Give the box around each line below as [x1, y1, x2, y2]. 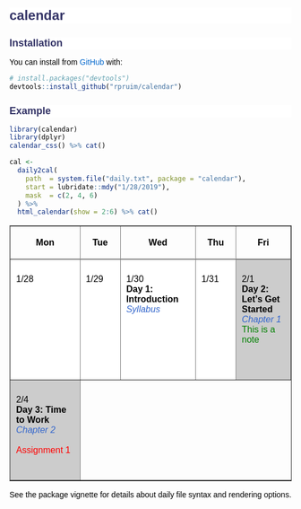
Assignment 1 [16, 445, 71, 456]
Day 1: [125, 284, 154, 294]
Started [241, 304, 273, 315]
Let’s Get [241, 294, 280, 305]
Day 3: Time [16, 405, 67, 416]
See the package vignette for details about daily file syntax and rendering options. [9, 490, 292, 500]
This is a [241, 324, 276, 335]
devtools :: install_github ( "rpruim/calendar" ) [9, 82, 182, 91]
